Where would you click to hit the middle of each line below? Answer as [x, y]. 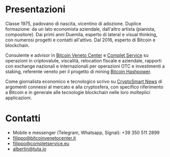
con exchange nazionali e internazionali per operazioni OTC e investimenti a [85, 66]
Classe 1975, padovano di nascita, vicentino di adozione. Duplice [73, 24]
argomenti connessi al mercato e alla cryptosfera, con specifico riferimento [84, 87]
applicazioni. [19, 98]
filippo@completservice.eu [41, 143]
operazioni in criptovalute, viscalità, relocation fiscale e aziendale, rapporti [83, 60]
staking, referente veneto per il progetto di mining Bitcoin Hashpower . [78, 71]
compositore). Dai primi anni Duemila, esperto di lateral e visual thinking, [81, 34]
